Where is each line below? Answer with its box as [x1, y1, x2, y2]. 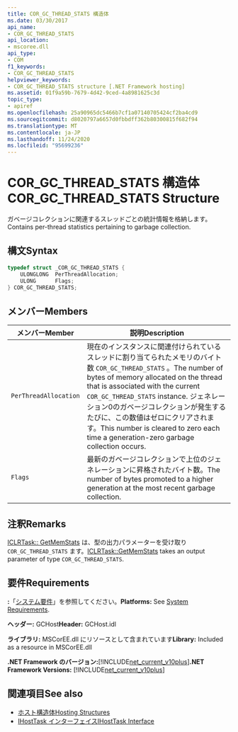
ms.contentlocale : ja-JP [7, 129, 81, 136]
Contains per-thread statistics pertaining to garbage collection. [7, 223, 191, 231]
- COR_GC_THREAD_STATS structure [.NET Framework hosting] [7, 83, 186, 90]
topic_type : [7, 96, 42, 103]
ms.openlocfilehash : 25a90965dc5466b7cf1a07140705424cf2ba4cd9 [7, 109, 198, 116]
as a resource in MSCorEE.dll [7, 643, 92, 651]
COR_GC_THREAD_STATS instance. [86, 391, 188, 401]
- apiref [7, 103, 33, 110]
